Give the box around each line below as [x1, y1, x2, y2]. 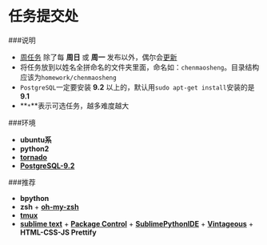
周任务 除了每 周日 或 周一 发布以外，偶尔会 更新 [19, 52, 177, 62]
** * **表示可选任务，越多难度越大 [19, 101, 130, 110]
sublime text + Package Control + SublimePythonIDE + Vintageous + [19, 219, 254, 228]
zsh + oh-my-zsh [19, 202, 79, 211]
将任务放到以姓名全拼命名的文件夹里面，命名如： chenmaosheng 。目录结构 [19, 62, 260, 72]
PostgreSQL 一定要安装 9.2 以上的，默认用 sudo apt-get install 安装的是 [19, 82, 255, 92]
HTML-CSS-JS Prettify [19, 227, 98, 237]
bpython [19, 193, 50, 203]
